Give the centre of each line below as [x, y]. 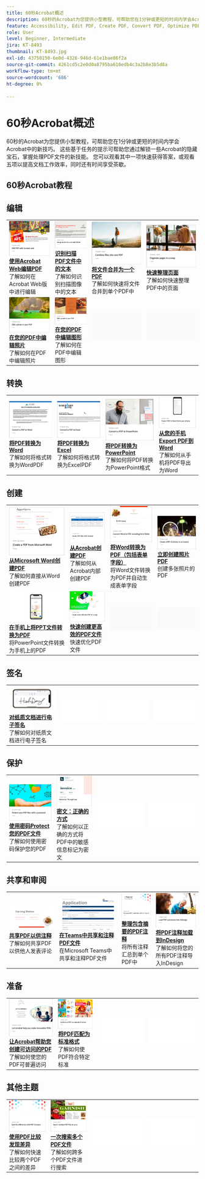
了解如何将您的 [174, 948]
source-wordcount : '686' [38, 77]
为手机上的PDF [28, 650]
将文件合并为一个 [113, 269]
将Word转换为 [128, 547]
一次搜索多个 [67, 1136]
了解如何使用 [25, 841]
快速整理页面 [162, 273]
